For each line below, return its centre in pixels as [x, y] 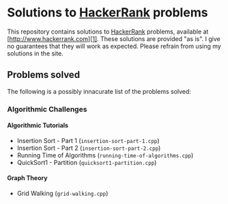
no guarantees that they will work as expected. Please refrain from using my [114, 46]
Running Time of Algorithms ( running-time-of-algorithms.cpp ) [105, 155]
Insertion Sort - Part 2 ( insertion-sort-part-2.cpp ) [89, 148]
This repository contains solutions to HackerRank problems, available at [108, 31]
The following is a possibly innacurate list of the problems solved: [99, 91]
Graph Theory [27, 178]
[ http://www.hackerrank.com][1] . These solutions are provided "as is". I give [114, 38]
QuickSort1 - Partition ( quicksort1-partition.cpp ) [87, 162]
